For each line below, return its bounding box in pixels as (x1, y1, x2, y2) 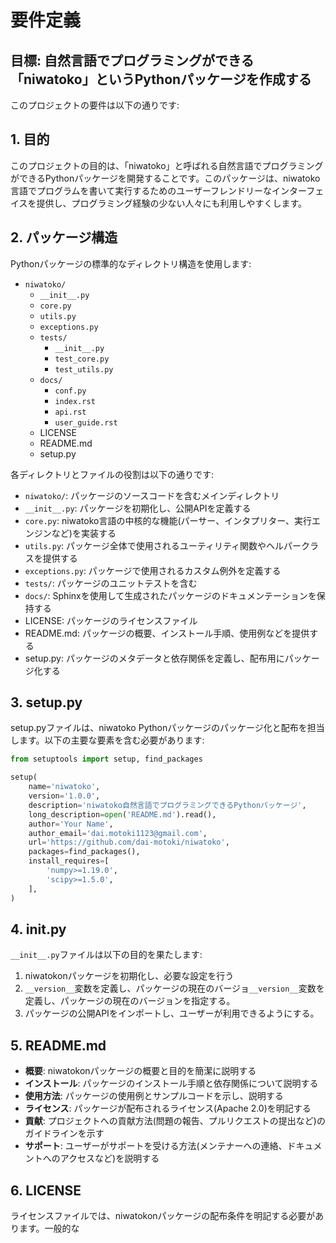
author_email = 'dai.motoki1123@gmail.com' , (28, 828, 208, 838)
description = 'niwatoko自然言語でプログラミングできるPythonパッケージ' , (28, 800, 307, 810)
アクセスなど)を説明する (59, 1152, 160, 1165)
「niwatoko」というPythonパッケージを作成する (10, 71, 312, 88)
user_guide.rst (54, 417, 118, 428)
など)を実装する (51, 527, 117, 539)
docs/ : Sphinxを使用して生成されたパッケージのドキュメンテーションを (24, 589, 317, 601)
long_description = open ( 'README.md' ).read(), (28, 809, 217, 820)
